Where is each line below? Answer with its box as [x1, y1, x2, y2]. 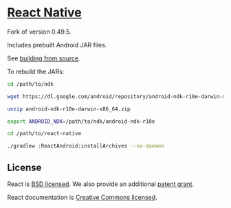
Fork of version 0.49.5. [7, 27, 71, 36]
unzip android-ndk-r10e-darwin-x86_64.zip [7, 105, 131, 113]
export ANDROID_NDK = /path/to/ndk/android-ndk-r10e [7, 118, 155, 125]
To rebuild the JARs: [7, 67, 65, 76]
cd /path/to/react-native [7, 130, 81, 137]
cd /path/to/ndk [7, 80, 54, 87]
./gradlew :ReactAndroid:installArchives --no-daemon [7, 143, 165, 150]
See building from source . [7, 54, 80, 62]
